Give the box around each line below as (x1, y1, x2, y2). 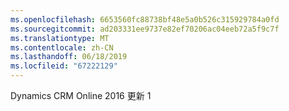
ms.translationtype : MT (10, 33, 110, 43)
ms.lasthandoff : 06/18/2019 (10, 52, 128, 62)
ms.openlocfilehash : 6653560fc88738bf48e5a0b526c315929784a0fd (10, 14, 280, 25)
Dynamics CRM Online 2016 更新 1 (10, 90, 152, 101)
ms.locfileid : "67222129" (10, 61, 118, 71)
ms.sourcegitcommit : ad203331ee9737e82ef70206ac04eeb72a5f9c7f (10, 24, 280, 34)
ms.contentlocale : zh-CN (10, 42, 114, 53)
